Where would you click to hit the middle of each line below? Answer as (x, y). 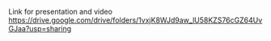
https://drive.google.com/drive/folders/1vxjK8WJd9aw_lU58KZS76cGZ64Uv (135, 20)
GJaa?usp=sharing (40, 29)
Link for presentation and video (61, 12)
